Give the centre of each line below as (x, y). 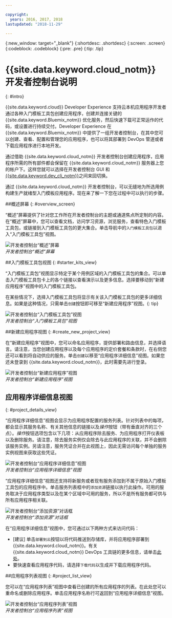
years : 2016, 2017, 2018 (36, 19)
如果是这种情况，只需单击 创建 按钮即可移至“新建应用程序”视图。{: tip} (86, 304)
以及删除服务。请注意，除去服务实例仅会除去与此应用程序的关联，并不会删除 (86, 440)
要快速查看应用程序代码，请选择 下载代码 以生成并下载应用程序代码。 (83, 565)
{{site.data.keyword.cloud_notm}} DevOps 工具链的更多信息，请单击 (85, 552)
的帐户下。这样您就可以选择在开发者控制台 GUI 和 (58, 170)
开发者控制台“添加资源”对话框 (37, 517)
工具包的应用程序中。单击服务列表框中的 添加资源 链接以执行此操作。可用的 (82, 487)
